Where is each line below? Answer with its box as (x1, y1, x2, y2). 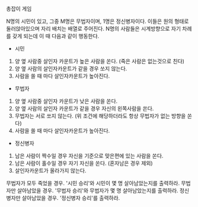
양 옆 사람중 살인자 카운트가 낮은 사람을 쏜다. (14, 98, 118, 105)
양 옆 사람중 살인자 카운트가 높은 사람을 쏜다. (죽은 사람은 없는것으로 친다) (14, 58, 185, 64)
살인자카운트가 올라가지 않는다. (14, 167, 87, 174)
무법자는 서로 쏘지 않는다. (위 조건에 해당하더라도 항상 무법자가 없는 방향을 (14, 112, 186, 119)
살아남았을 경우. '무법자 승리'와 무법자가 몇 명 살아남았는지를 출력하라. (17, 187, 179, 194)
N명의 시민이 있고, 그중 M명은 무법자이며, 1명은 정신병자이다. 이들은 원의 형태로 (6, 18, 189, 25)
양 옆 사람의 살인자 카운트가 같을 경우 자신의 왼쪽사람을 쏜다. (14, 105, 154, 112)
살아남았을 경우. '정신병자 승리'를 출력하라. (21, 195, 120, 201)
